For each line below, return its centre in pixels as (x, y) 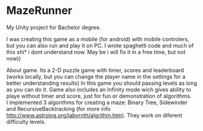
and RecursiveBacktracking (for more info (59, 109)
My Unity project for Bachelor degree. (54, 27)
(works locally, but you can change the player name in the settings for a (96, 76)
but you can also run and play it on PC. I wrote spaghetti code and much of (100, 45)
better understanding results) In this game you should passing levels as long (102, 83)
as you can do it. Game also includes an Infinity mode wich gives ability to (99, 89)
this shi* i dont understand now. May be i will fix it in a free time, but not (96, 52)
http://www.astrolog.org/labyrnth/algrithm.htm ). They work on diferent (94, 115)
